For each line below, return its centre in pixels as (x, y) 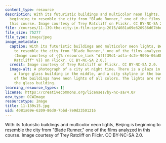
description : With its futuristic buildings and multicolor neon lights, (83, 14)
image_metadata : (22, 42)
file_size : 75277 (23, 33)
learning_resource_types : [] (35, 88)
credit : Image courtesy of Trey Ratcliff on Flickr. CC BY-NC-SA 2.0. (84, 65)
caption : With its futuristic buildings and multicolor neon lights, (83, 46)
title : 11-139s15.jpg (27, 106)
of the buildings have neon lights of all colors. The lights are (84, 78)
